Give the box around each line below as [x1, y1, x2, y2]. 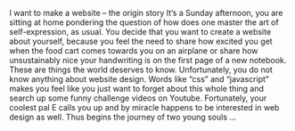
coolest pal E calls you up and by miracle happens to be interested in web [9, 102, 280, 112]
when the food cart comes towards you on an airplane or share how [9, 45, 258, 56]
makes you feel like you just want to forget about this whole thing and [9, 84, 265, 94]
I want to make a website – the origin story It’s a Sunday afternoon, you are [9, 8, 283, 18]
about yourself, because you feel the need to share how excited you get [9, 36, 274, 46]
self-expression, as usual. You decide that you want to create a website [9, 27, 272, 37]
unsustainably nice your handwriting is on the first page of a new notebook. [9, 55, 287, 65]
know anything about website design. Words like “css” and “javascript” [9, 74, 269, 84]
